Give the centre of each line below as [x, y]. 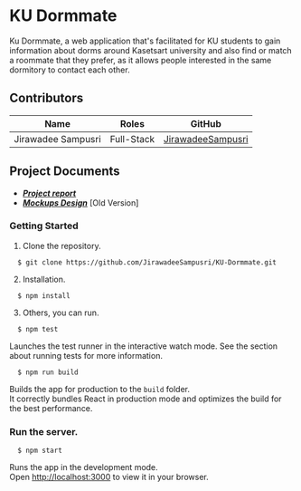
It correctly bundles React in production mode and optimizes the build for [146, 399]
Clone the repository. [61, 246]
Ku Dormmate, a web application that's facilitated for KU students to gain [145, 41]
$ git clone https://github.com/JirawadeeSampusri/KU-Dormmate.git [147, 262]
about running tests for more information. [86, 355]
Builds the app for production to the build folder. [100, 389]
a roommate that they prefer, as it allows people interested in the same [141, 60]
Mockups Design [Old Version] [80, 202]
